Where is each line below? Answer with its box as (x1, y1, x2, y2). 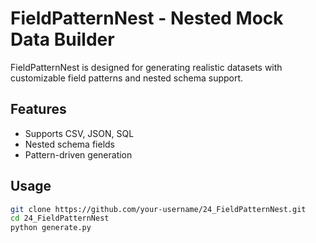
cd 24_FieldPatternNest (10, 213, 110, 224)
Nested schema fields (24, 138, 115, 150)
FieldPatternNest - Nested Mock (10, 7, 284, 30)
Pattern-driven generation (24, 148, 133, 161)
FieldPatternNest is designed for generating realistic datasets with (10, 61, 283, 73)
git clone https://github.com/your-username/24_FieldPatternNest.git (10, 204, 307, 214)
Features (10, 101, 67, 118)
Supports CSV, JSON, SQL (24, 127, 135, 139)
